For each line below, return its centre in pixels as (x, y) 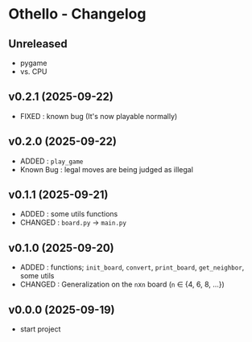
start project (40, 329)
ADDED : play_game (52, 161)
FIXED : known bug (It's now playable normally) (99, 116)
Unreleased (38, 44)
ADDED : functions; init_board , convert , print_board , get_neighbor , (132, 267)
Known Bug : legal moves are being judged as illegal (106, 169)
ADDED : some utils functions (69, 214)
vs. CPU (33, 72)
